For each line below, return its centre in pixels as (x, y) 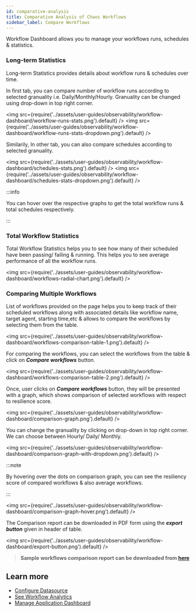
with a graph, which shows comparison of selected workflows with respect (96, 395)
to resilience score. (29, 402)
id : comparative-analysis (37, 11)
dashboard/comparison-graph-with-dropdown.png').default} (79, 454)
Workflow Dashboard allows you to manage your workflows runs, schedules (97, 39)
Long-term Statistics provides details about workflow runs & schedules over (97, 73)
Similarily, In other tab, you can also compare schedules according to (89, 144)
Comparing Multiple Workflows (51, 293)
